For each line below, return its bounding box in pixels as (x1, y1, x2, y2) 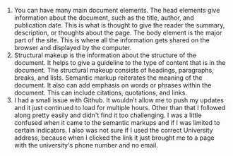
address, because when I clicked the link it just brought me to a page (13, 133, 215, 142)
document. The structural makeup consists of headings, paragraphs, (13, 66, 214, 74)
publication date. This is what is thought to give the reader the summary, (13, 21, 225, 29)
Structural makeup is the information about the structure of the (13, 51, 196, 59)
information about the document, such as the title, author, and (13, 13, 194, 22)
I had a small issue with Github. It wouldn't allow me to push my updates (13, 96, 225, 104)
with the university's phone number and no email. (13, 141, 159, 149)
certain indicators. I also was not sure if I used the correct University (13, 126, 213, 134)
